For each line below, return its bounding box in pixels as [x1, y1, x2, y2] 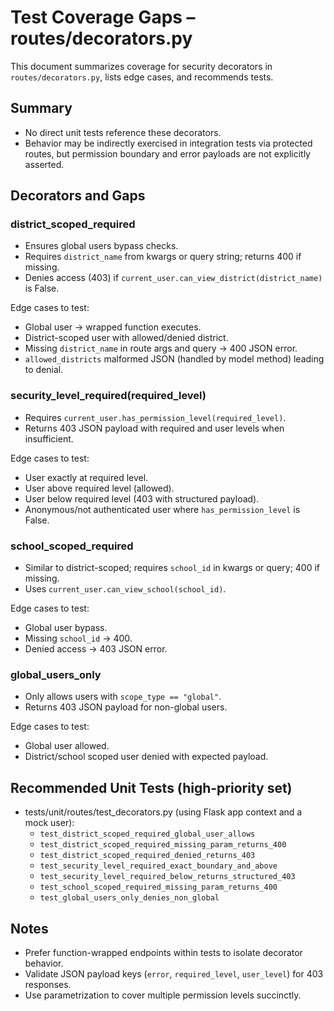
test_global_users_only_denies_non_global [39, 893, 220, 903]
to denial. [24, 364, 64, 376]
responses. [24, 978, 72, 990]
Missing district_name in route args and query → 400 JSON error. [24, 342, 298, 355]
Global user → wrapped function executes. [24, 321, 202, 333]
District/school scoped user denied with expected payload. [24, 751, 269, 763]
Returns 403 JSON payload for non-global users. [24, 701, 228, 713]
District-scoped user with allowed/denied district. [24, 332, 229, 344]
